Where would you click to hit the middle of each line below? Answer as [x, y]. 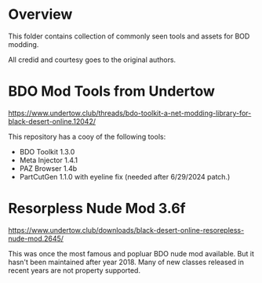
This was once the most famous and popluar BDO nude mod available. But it [131, 253]
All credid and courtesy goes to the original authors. [92, 60]
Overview [40, 15]
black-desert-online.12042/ [52, 121]
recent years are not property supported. [75, 270]
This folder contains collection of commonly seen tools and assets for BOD [129, 36]
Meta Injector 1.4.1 [49, 160]
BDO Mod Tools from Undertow [112, 91]
